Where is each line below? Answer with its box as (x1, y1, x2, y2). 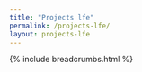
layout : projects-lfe (9, 29, 91, 38)
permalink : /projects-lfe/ (9, 21, 111, 30)
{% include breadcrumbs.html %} (9, 54, 133, 65)
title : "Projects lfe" (9, 12, 94, 22)
